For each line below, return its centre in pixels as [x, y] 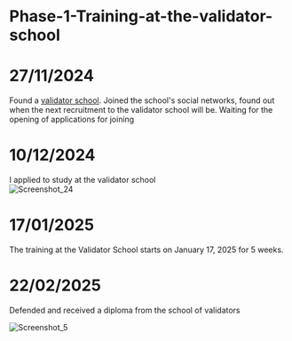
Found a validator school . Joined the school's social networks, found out [142, 100]
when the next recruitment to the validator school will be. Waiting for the [141, 110]
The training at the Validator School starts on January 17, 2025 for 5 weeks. [146, 250]
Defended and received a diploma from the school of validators [125, 310]
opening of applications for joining [72, 119]
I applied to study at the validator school [83, 180]
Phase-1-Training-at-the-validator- [141, 16]
